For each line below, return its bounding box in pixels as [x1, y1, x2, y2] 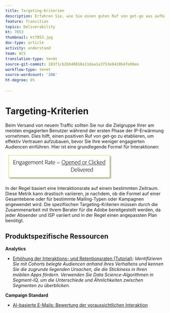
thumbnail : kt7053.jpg [5, 35, 53, 40]
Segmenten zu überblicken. [12, 282, 70, 288]
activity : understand [5, 46, 51, 51]
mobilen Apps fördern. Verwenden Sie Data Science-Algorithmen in [12, 271, 154, 278]
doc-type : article [5, 41, 44, 46]
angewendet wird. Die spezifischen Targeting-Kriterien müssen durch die [5, 201, 158, 207]
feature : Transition [5, 19, 49, 24]
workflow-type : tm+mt [5, 67, 51, 72]
